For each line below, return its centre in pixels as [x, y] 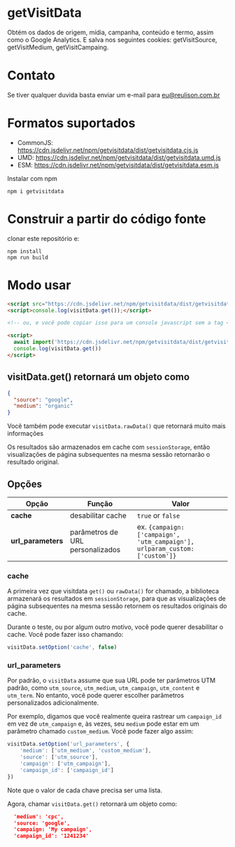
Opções [24, 484]
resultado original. [33, 462]
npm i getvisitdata [36, 191]
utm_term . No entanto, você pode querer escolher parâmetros [95, 696]
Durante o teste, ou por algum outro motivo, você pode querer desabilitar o [115, 627]
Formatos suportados [71, 123]
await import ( [34, 342]
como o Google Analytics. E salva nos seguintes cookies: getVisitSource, [112, 39]
